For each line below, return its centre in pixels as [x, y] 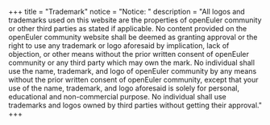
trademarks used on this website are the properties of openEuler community [135, 20]
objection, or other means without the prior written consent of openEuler [129, 54]
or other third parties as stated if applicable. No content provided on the [128, 28]
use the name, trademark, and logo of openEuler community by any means [133, 71]
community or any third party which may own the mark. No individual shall [132, 62]
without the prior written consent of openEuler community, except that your [133, 80]
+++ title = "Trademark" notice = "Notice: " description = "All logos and [127, 12]
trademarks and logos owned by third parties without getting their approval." [135, 105]
